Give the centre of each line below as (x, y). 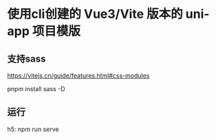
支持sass (26, 59)
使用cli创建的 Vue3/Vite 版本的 (95, 14)
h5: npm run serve (33, 129)
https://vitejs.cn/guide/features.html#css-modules (78, 75)
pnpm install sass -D (36, 89)
